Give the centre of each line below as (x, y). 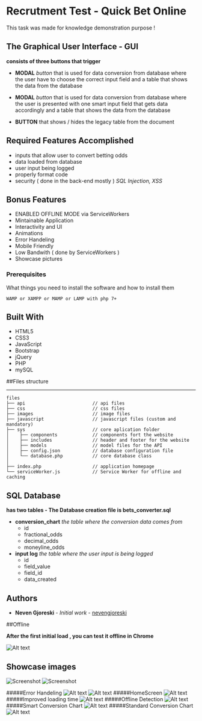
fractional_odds (43, 534)
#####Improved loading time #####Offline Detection (85, 699)
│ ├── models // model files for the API (84, 446)
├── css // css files (66, 409)
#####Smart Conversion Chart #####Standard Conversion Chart (100, 705)
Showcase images (41, 667)
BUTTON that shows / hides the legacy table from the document (94, 122)
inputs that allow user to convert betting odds (71, 155)
